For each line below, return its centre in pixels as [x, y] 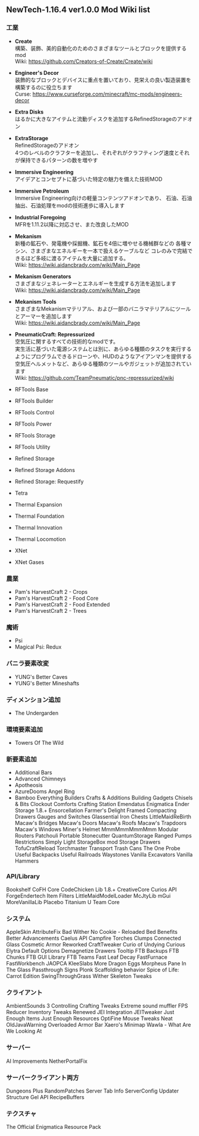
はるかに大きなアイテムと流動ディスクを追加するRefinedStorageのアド [101, 119]
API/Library [23, 876]
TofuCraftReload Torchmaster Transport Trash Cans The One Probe [97, 848]
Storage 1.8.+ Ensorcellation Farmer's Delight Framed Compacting [96, 810]
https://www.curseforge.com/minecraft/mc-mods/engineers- [107, 94]
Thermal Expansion [38, 504]
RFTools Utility [32, 447]
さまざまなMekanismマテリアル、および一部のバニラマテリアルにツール [103, 309]
